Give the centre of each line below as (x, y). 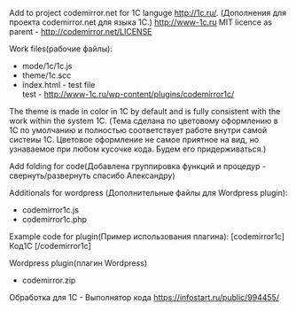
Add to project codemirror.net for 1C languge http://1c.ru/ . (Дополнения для (148, 13)
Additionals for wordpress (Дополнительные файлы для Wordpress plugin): (148, 193)
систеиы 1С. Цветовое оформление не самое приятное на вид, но (134, 140)
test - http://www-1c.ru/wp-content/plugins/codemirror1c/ (128, 94)
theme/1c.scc (47, 75)
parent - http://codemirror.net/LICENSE (81, 31)
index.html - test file (58, 85)
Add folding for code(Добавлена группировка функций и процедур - (138, 166)
